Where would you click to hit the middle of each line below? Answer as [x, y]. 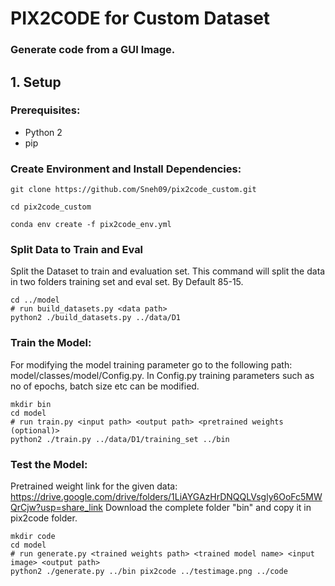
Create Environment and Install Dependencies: [126, 169]
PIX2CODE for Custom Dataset [140, 18]
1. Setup [36, 82]
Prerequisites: [45, 110]
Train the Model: [51, 343]
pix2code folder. [44, 518]
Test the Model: [49, 464]
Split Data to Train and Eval [77, 250]
